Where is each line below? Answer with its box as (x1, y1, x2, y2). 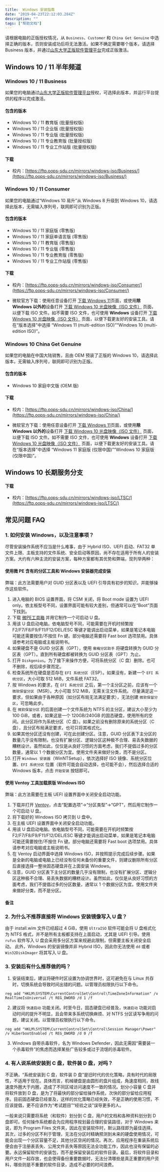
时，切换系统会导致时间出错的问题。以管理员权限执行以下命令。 (12, 981, 141, 987)
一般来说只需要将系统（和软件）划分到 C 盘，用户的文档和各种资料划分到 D (5, 1112, 156, 1119)
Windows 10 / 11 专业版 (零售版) (12, 246, 76, 252)
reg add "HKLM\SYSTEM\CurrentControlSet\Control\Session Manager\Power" (5, 1027, 156, 1031)
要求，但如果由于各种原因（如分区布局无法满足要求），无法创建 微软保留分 (12, 694, 158, 700)
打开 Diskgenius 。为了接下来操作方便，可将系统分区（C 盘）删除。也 (12, 657, 151, 663)
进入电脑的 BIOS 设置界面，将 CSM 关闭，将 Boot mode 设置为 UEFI (12, 596, 149, 602)
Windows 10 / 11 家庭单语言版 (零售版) (12, 234, 88, 239)
